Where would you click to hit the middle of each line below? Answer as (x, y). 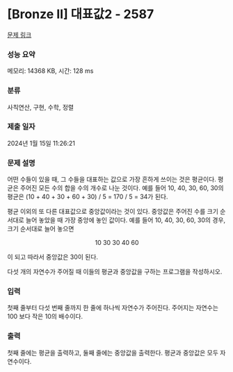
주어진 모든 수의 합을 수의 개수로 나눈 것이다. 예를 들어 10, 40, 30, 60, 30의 (122, 188)
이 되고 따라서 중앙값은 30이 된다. (53, 257)
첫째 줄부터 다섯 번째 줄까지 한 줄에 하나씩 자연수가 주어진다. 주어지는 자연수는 (113, 308)
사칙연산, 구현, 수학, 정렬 (41, 107)
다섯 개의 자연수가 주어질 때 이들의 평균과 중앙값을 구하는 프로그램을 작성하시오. (115, 272)
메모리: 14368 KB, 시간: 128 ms (50, 71)
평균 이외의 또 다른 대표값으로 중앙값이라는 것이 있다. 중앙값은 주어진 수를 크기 (113, 212)
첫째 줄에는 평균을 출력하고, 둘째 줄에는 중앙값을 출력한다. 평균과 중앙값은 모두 (113, 353)
